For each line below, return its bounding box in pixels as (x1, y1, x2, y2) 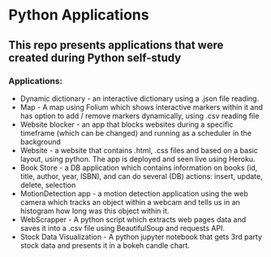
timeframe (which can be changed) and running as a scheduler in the (19, 128, 252, 137)
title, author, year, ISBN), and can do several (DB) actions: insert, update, (19, 171, 263, 181)
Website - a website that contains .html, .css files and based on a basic (19, 145, 258, 155)
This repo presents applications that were (8, 38, 224, 52)
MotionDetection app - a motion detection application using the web (19, 189, 249, 198)
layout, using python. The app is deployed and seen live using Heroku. (19, 154, 256, 163)
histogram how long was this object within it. (19, 206, 170, 216)
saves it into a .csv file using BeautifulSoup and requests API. (19, 223, 226, 233)
